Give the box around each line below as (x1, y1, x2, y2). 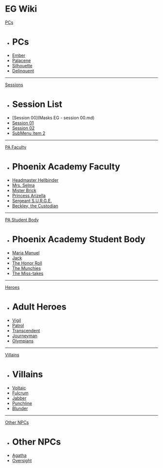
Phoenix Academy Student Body (12, 234, 146, 245)
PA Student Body (5, 217, 39, 222)
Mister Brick (12, 187, 36, 193)
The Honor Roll (12, 260, 42, 266)
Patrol (12, 322, 24, 328)
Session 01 (12, 120, 34, 125)
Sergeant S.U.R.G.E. (12, 198, 52, 203)
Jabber (12, 395, 27, 401)
